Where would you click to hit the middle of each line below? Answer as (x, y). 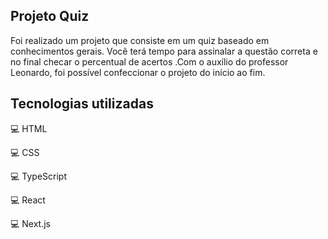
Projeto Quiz (50, 16)
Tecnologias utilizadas (82, 104)
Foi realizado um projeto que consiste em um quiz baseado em (140, 40)
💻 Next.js (31, 223)
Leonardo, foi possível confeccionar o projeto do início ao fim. (138, 72)
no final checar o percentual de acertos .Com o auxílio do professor (149, 61)
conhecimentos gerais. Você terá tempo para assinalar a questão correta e (164, 51)
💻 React (28, 200)
